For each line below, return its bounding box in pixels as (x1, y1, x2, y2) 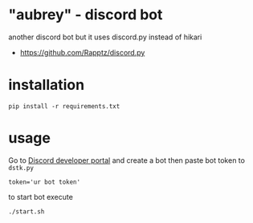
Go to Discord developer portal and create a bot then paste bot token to (8, 155, 245, 165)
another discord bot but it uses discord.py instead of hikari (8, 32, 202, 42)
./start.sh (8, 207, 45, 216)
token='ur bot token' (8, 178, 81, 186)
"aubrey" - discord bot (8, 6, 163, 24)
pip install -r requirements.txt (8, 102, 120, 110)
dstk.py (8, 164, 35, 172)
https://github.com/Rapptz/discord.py (19, 47, 145, 57)
